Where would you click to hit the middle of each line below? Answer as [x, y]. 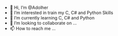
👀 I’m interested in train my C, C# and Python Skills [61, 13]
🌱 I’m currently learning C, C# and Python [52, 18]
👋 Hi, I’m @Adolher [29, 8]
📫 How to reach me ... [33, 28]
